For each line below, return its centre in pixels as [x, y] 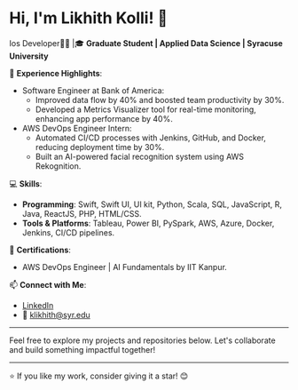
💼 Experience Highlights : [56, 73]
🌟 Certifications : [40, 250]
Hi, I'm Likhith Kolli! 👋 [89, 18]
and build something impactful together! [82, 349]
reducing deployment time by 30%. [100, 147]
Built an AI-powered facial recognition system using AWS [140, 156]
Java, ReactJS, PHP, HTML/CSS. [82, 213]
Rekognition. [58, 166]
